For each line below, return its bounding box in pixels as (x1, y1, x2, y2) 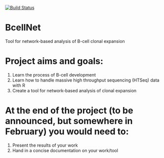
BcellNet (5, 22, 41, 33)
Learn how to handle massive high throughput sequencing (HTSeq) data (12, 77, 160, 83)
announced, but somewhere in (5, 116, 133, 127)
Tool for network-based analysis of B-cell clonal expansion (5, 38, 125, 44)
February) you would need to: (5, 126, 129, 137)
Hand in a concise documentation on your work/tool (12, 147, 119, 153)
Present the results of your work (12, 142, 78, 148)
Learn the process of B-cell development (12, 72, 96, 78)
